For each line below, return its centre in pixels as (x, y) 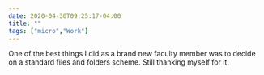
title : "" (25, 23)
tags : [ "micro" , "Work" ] (49, 31)
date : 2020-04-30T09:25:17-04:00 (65, 16)
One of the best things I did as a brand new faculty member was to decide (132, 54)
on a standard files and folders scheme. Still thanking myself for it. (119, 62)
